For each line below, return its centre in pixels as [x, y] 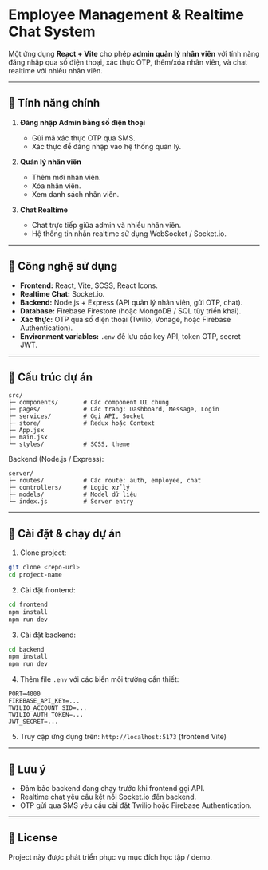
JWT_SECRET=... [33, 722]
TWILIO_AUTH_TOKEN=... [46, 715]
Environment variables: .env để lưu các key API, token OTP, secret [130, 336]
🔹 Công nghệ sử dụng [63, 266]
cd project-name [35, 575]
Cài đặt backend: [48, 635]
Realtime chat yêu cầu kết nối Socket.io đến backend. [108, 797]
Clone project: [43, 553]
